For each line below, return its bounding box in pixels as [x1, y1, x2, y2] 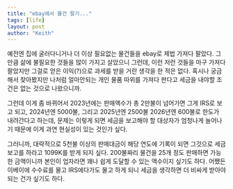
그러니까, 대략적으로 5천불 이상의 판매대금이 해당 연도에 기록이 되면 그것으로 [7, 140, 214, 148]
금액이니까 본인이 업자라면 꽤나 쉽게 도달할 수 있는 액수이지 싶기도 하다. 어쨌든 [14, 157, 226, 165]
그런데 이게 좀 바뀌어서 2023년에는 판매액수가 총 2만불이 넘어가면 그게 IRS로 [7, 99, 216, 108]
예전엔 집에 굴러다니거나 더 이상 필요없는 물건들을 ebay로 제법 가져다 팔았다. [7, 49, 214, 58]
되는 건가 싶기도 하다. [7, 174, 65, 183]
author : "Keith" [7, 29, 54, 37]
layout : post [7, 23, 45, 30]
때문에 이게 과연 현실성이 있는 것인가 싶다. [14, 125, 128, 133]
